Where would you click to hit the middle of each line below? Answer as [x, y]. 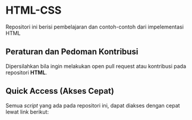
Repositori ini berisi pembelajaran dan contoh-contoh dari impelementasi [95, 27]
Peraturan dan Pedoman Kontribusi [72, 52]
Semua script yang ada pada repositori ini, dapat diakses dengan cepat [93, 105]
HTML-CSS [34, 10]
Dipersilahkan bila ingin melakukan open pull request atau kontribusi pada [96, 66]
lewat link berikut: [27, 112]
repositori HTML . [26, 72]
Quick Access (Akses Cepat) [60, 91]
